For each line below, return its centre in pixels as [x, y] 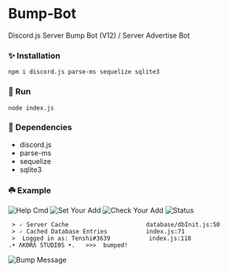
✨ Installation [34, 56]
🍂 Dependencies [40, 128]
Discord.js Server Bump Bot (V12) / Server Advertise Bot [99, 35]
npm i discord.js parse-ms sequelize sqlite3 [84, 72]
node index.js [31, 108]
